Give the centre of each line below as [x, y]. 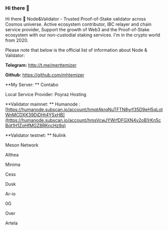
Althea [12, 155]
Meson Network [22, 145]
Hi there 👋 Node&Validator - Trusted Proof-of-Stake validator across [76, 19]
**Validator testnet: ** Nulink [36, 135]
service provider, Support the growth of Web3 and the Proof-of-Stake [77, 30]
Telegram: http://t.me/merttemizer [41, 65]
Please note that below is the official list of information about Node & [76, 50]
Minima [13, 165]
